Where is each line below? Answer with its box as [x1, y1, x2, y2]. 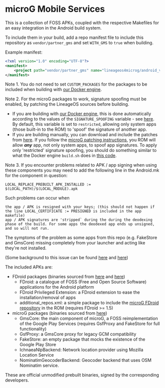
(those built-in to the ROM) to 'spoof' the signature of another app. [12, 126, 147, 132]
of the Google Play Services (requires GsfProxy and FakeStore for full [19, 321, 160, 327]
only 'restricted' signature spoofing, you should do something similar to [12, 148, 157, 153]
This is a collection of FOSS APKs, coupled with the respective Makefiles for [5, 20, 160, 26]
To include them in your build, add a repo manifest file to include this [5, 34, 144, 40]
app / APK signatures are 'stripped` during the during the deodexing [5, 217, 153, 222]
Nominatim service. [19, 362, 59, 368]
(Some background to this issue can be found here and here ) [5, 255, 129, 261]
